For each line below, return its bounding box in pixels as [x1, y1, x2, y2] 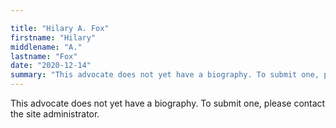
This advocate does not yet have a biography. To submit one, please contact [10, 97, 326, 109]
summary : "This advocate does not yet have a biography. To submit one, [10, 70, 320, 80]
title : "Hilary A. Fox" [10, 23, 110, 33]
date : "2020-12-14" [10, 61, 92, 71]
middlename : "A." [10, 42, 83, 52]
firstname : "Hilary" [10, 32, 97, 43]
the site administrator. [10, 108, 100, 120]
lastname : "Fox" [10, 51, 78, 61]
